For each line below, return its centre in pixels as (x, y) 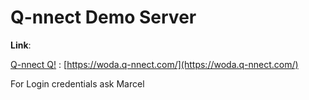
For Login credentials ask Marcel (77, 83)
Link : (21, 45)
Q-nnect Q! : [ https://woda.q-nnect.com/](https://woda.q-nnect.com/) (154, 64)
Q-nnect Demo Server (103, 17)
